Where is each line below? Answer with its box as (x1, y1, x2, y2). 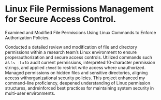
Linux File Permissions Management (5, 3, 154, 14)
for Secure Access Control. (5, 14, 116, 25)
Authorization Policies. (5, 35, 50, 41)
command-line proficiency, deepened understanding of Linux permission (5, 80, 151, 86)
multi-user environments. (5, 90, 56, 96)
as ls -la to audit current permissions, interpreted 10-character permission (5, 59, 156, 65)
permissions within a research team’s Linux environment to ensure (5, 49, 137, 55)
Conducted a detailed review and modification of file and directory (5, 44, 137, 50)
